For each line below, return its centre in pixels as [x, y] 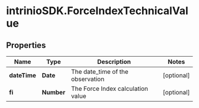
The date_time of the [99, 72]
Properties [26, 45]
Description [114, 62]
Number [54, 92]
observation [88, 79]
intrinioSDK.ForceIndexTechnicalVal [97, 11]
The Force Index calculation [110, 89]
